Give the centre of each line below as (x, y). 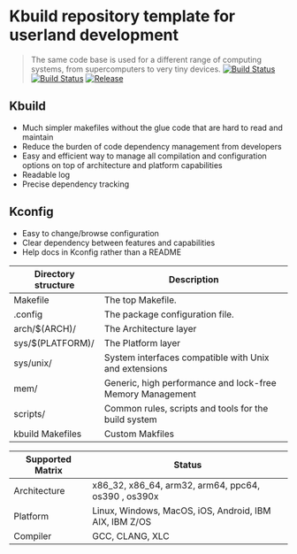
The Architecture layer (150, 328)
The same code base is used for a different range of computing (146, 59)
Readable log (46, 174)
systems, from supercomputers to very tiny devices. (126, 69)
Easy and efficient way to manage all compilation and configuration (144, 156)
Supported (49, 459)
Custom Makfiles (139, 434)
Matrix (49, 470)
